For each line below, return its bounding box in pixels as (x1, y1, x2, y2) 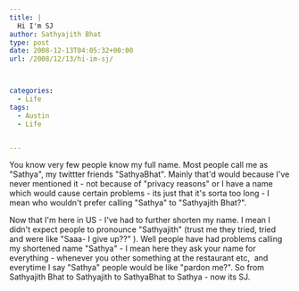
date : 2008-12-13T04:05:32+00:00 (9, 46, 134, 55)
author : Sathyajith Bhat (9, 29, 102, 38)
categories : (9, 87, 54, 96)
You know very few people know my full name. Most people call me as (9, 160, 269, 170)
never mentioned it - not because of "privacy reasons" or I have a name (9, 179, 274, 189)
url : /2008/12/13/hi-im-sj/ (9, 54, 114, 63)
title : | (9, 12, 42, 22)
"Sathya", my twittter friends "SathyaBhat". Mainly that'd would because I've (9, 169, 290, 179)
